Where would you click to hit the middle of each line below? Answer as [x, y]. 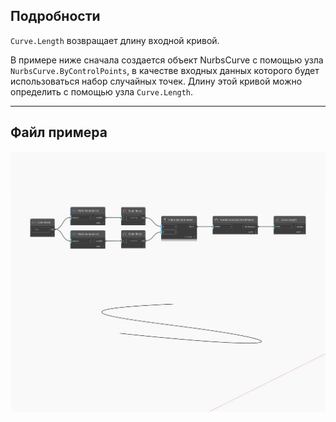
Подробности [55, 16]
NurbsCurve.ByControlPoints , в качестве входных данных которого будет [165, 70]
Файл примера [59, 132]
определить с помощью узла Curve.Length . [102, 91]
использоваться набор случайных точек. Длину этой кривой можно [156, 81]
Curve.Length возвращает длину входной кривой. [115, 40]
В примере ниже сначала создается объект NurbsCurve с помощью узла [167, 60]
